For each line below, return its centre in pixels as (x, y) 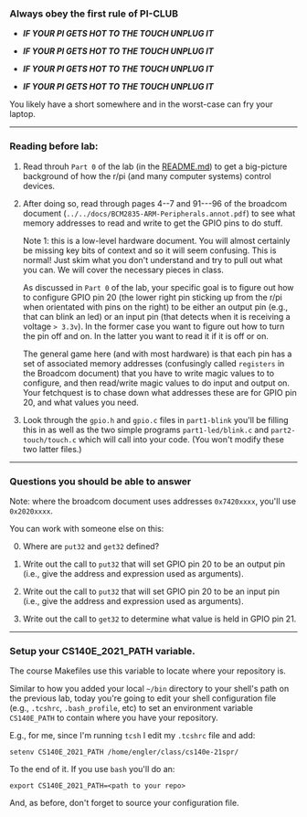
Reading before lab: (54, 146)
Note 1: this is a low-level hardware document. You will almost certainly (156, 240)
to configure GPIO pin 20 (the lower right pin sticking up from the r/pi (153, 297)
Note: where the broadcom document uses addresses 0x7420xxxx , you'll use (153, 501)
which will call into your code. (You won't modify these (181, 439)
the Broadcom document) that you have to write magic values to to (148, 373)
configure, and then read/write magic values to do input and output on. (156, 383)
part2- (283, 430)
